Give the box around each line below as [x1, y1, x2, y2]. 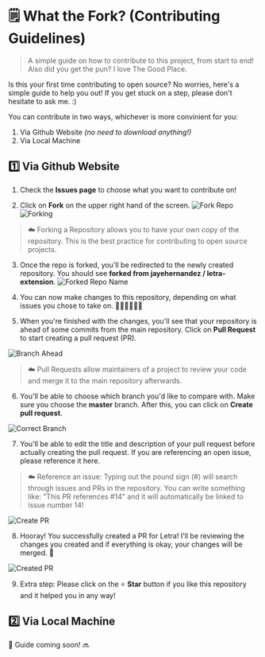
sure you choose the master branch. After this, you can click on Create [19, 399, 254, 409]
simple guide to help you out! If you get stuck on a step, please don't [8, 87, 232, 97]
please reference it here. [19, 456, 101, 465]
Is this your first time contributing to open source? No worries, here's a [8, 80, 240, 89]
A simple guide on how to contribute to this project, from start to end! [27, 56, 255, 65]
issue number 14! [27, 500, 84, 510]
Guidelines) [8, 29, 86, 48]
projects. [27, 244, 57, 254]
